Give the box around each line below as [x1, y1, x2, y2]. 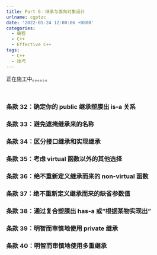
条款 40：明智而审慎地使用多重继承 [6, 241, 107, 250]
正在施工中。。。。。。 [6, 75, 50, 82]
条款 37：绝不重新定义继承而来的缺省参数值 [6, 190, 130, 198]
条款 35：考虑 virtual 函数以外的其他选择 [6, 155, 123, 163]
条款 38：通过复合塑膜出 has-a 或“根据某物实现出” [6, 206, 151, 215]
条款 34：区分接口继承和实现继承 [6, 137, 101, 146]
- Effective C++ [11, 42, 52, 48]
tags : [6, 47, 20, 53]
